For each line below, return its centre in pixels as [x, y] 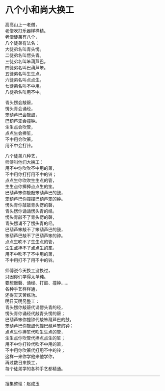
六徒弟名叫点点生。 [25, 79]
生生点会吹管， [20, 127]
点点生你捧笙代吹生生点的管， [35, 332]
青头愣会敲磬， [20, 102]
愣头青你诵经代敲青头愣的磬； [35, 313]
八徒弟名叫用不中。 [25, 92]
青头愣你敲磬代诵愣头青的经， [35, 307]
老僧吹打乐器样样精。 [27, 30]
